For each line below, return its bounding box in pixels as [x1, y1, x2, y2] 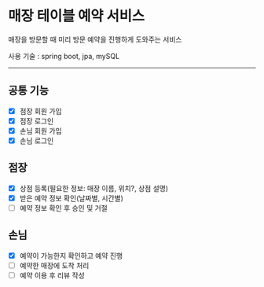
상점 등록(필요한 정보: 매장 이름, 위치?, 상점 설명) [19, 183, 169, 193]
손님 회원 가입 [19, 126, 62, 135]
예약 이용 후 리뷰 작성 [19, 270, 85, 280]
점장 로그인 [19, 116, 54, 126]
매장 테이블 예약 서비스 [8, 7, 145, 25]
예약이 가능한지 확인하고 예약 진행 [19, 251, 123, 260]
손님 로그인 [19, 135, 54, 145]
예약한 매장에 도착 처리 [19, 260, 90, 270]
